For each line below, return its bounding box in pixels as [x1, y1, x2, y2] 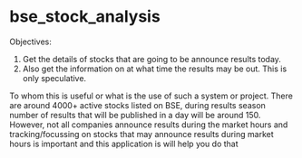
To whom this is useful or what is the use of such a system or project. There [9, 90, 293, 101]
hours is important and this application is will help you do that [9, 138, 239, 149]
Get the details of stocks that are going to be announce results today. [22, 53, 281, 64]
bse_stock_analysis [9, 6, 161, 27]
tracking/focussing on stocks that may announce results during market [9, 128, 274, 139]
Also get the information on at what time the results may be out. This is [22, 63, 287, 74]
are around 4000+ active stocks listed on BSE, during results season [9, 99, 266, 110]
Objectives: [9, 36, 52, 47]
